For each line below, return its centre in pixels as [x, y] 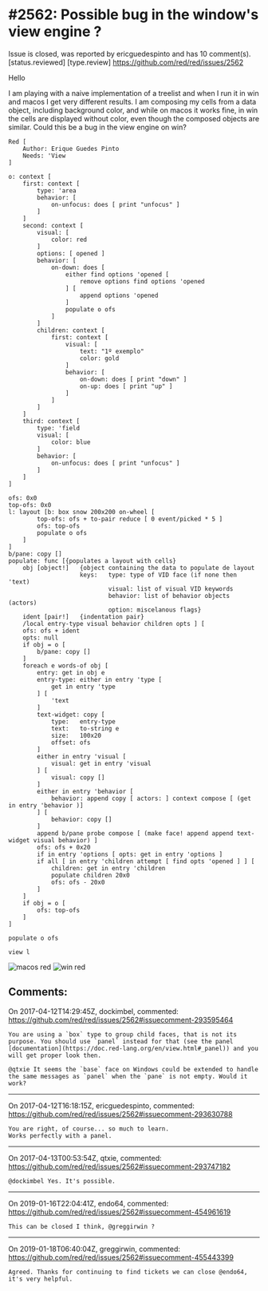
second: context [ [53, 225]
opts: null [41, 638]
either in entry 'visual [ [82, 756]
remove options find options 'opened [142, 281]
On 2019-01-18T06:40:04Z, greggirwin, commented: [95, 1249]
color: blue [71, 442]
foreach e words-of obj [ [66, 665]
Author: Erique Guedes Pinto [71, 149]
